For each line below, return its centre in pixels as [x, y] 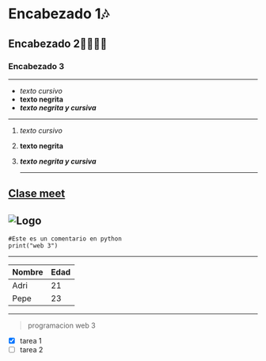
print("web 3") [33, 246]
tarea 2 [31, 350]
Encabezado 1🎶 [59, 14]
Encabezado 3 [36, 66]
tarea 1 [30, 341]
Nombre [28, 272]
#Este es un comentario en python [65, 239]
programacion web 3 [62, 325]
